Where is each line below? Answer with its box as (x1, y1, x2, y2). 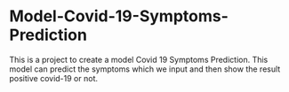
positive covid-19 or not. (9, 73, 98, 83)
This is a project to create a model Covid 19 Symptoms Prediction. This (9, 54, 269, 65)
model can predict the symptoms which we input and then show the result (9, 64, 281, 74)
